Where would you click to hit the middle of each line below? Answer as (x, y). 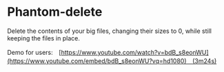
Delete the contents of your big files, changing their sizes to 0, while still (110, 31)
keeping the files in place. (44, 38)
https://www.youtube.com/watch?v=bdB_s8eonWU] (135, 52)
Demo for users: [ (34, 52)
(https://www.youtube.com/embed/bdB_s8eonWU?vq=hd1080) (97, 61)
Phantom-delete (55, 12)
